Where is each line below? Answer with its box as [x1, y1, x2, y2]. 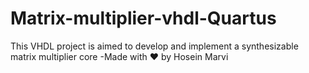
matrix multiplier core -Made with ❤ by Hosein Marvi [10, 50, 229, 62]
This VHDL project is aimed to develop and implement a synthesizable [10, 40, 299, 52]
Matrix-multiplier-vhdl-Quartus [10, 7, 277, 30]
